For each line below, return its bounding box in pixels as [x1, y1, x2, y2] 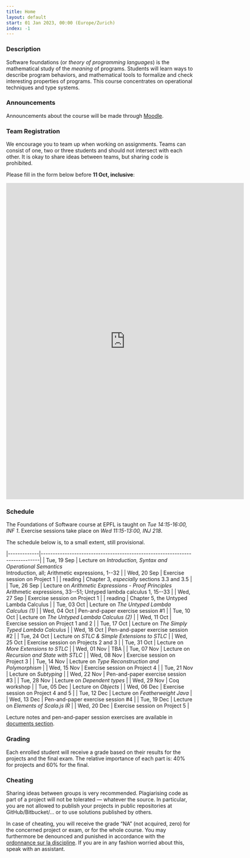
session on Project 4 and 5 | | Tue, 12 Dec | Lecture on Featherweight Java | [6, 689, 192, 697]
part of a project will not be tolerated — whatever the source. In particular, [6, 796, 187, 803]
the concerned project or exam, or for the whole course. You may [6, 826, 166, 834]
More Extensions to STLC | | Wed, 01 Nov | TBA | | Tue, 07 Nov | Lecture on [6, 645, 190, 653]
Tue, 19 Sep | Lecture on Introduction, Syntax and [46, 557, 167, 564]
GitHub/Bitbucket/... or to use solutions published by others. [6, 809, 153, 816]
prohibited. [6, 160, 33, 167]
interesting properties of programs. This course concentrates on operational [6, 77, 193, 85]
